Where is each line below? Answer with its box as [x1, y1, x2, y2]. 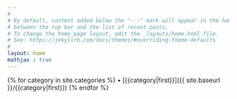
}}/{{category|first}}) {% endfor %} [7, 83, 109, 92]
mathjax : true [7, 57, 52, 64]
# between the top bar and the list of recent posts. [7, 23, 169, 30]
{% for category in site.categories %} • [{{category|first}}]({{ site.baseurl [7, 76, 221, 84]
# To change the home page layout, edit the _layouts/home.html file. [7, 30, 219, 37]
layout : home [7, 50, 46, 57]
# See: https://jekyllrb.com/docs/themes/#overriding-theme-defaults [7, 37, 217, 44]
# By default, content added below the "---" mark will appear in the [7, 17, 219, 24]
